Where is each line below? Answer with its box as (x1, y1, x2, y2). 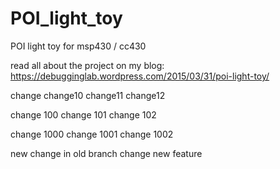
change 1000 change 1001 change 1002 (10, 128, 174, 140)
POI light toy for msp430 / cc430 (10, 40, 147, 52)
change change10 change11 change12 (10, 89, 166, 101)
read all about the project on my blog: (10, 59, 165, 71)
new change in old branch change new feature (10, 147, 203, 159)
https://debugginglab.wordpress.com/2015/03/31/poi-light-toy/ (10, 70, 270, 82)
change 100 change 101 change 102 (10, 108, 157, 121)
